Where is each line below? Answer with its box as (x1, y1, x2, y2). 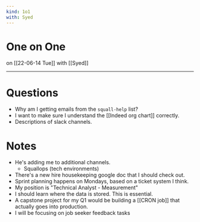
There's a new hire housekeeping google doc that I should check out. (14, 171, 185, 179)
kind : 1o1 (6, 8, 31, 15)
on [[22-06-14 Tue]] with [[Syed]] (6, 60, 89, 67)
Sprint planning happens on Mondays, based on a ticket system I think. (14, 178, 189, 185)
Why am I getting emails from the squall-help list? (14, 105, 139, 113)
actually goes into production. (14, 203, 88, 210)
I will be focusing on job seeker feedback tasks (14, 210, 130, 217)
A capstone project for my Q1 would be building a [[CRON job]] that (14, 197, 180, 204)
